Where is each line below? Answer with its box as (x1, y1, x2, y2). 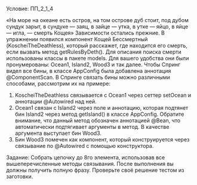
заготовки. (6, 173, 33, 180)
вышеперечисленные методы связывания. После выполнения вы (6, 161, 174, 167)
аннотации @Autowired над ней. (14, 98, 97, 105)
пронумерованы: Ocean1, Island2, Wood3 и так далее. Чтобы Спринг (6, 61, 181, 68)
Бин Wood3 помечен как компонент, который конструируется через (14, 136, 190, 143)
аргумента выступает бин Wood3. (14, 129, 102, 137)
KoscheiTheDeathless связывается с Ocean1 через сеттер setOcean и (14, 92, 192, 98)
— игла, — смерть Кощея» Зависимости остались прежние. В (6, 29, 165, 36)
